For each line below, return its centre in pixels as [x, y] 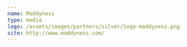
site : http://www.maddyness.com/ [56, 33]
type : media [25, 20]
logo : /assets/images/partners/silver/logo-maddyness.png [93, 26]
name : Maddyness [31, 13]
